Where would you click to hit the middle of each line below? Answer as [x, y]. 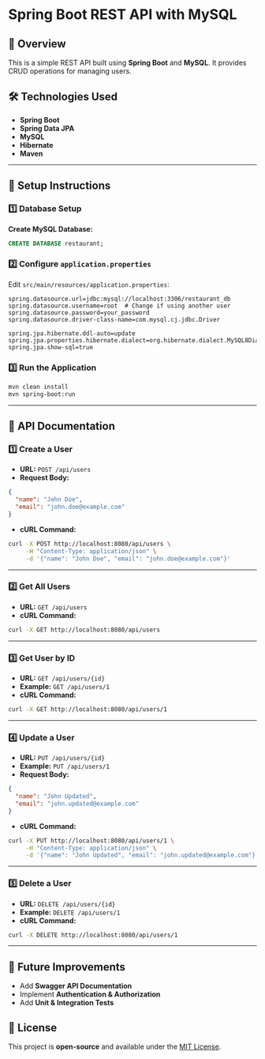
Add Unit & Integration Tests [67, 1003]
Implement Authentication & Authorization [90, 994]
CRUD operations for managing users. [70, 71]
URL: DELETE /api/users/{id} [67, 903]
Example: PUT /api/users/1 [65, 766]
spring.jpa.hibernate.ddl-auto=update [72, 334]
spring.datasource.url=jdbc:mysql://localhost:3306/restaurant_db [119, 299]
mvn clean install [38, 386]
